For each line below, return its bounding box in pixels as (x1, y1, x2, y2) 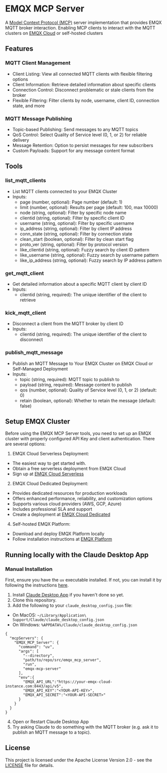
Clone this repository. (12, 597, 57, 603)
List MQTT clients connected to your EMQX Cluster (12, 188, 118, 194)
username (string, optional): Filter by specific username (19, 220, 135, 226)
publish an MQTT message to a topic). (12, 729, 91, 735)
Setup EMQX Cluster (5, 417, 70, 425)
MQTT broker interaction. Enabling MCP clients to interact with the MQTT (5, 24, 156, 30)
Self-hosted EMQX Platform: (12, 521, 71, 527)
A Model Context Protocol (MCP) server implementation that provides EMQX (5, 19, 162, 25)
